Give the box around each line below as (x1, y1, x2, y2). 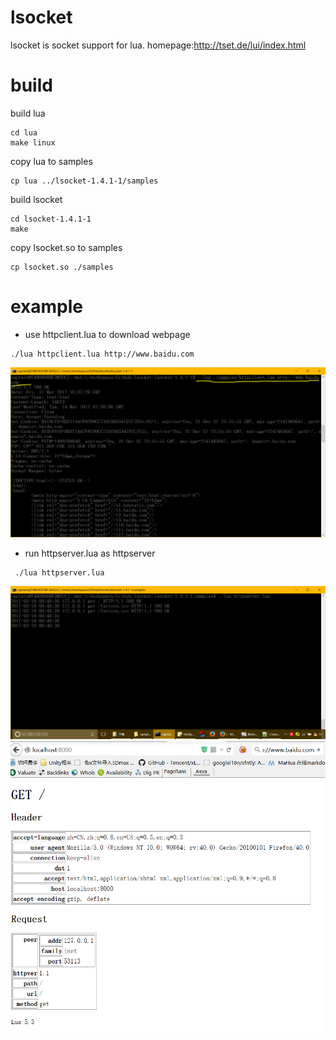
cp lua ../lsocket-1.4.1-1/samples (10, 176, 159, 186)
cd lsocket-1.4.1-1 (10, 214, 92, 224)
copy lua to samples (10, 155, 93, 167)
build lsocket (10, 193, 63, 205)
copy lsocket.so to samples (10, 241, 123, 253)
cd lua (10, 127, 38, 138)
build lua (10, 107, 46, 119)
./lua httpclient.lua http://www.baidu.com (10, 349, 195, 359)
